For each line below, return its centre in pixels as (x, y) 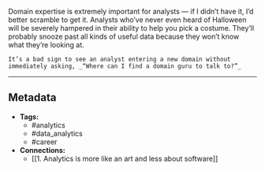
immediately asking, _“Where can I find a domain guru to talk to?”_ (125, 66)
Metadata (32, 98)
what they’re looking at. (46, 45)
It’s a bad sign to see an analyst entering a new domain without (119, 59)
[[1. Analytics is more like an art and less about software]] (125, 158)
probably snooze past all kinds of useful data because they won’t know (124, 36)
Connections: (42, 150)
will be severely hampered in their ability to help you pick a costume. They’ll (131, 28)
